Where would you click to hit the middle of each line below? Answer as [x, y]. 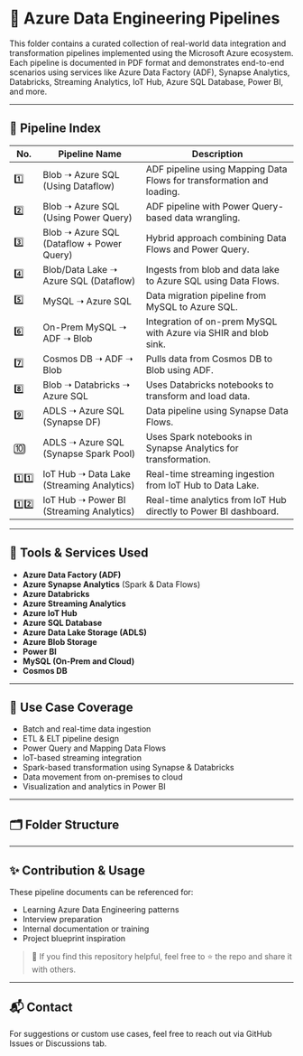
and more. [28, 91]
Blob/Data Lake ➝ [80, 269]
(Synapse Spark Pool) [89, 453]
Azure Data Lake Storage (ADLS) [84, 632]
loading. [163, 192]
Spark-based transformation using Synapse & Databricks [128, 768]
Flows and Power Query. [197, 249]
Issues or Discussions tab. [58, 1043]
